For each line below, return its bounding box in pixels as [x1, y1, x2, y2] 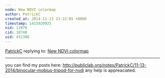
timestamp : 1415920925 [5, 21, 52, 26]
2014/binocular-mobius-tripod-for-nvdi [5, 67, 84, 73]
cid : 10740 [5, 30, 27, 35]
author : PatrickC [5, 12, 41, 17]
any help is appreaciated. [85, 67, 136, 73]
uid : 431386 [5, 35, 29, 40]
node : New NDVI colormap [5, 7, 56, 12]
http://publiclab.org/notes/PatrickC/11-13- [62, 62, 147, 68]
